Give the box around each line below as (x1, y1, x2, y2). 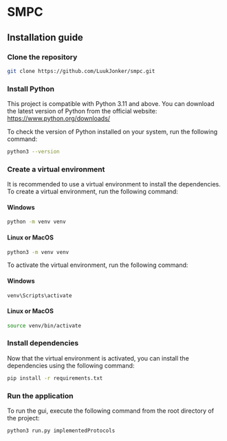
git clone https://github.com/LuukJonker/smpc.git (7, 67, 155, 74)
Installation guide (7, 32, 84, 43)
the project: (7, 414, 40, 422)
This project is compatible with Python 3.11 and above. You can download (7, 100, 215, 108)
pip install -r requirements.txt (7, 374, 103, 382)
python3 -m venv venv (7, 248, 69, 255)
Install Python (7, 84, 55, 94)
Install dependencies (7, 338, 79, 348)
